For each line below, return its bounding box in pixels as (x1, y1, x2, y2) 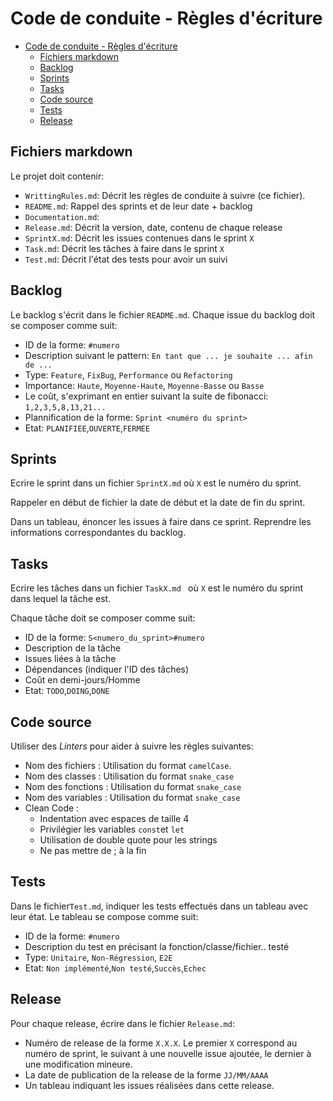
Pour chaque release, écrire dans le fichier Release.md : (10, 1017, 235, 1029)
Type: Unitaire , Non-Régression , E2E (24, 951, 173, 963)
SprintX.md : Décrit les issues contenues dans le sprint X (24, 232, 255, 244)
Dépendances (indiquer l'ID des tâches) (24, 663, 190, 676)
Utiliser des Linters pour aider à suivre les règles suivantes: (10, 740, 254, 752)
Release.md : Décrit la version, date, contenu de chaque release (24, 221, 283, 233)
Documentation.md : (24, 210, 100, 222)
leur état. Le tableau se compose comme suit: (10, 910, 199, 922)
